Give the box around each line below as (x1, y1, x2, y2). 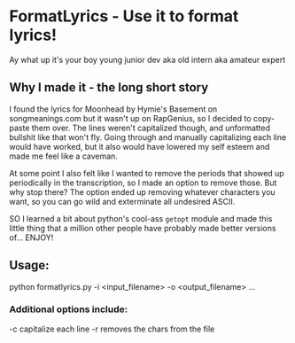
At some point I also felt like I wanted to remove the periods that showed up (9, 168, 285, 178)
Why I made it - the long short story (9, 80, 209, 95)
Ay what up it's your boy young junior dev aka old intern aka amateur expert (9, 54, 286, 65)
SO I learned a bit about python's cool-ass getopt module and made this (9, 213, 273, 223)
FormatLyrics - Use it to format (9, 6, 239, 27)
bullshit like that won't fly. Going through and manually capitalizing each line (9, 131, 287, 143)
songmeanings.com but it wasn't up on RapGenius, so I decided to (9, 113, 252, 123)
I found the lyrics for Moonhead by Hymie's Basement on (9, 104, 218, 114)
